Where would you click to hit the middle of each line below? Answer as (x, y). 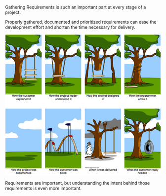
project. (13, 12)
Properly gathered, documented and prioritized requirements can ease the (81, 22)
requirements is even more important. (43, 188)
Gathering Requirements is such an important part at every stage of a (76, 7)
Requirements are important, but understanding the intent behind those (78, 183)
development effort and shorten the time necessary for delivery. (70, 27)
